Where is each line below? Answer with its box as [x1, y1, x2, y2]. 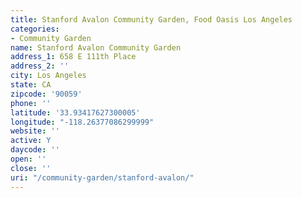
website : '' [10, 126, 60, 136]
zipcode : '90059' [10, 89, 83, 99]
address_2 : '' [10, 61, 70, 71]
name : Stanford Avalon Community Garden [10, 42, 182, 53]
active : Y [10, 136, 52, 146]
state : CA [10, 80, 52, 90]
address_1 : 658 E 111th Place [10, 52, 137, 62]
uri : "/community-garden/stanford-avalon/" [10, 172, 195, 183]
